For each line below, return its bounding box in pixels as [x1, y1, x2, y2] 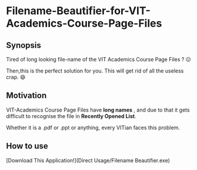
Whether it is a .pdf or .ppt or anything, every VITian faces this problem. [6, 124, 181, 131]
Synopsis [6, 40, 41, 50]
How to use [6, 141, 48, 151]
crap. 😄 [6, 74, 26, 80]
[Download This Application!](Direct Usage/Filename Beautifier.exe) [6, 156, 171, 164]
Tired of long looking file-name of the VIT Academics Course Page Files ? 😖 [6, 56, 191, 63]
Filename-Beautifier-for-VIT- [6, 4, 151, 18]
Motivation [6, 90, 47, 101]
